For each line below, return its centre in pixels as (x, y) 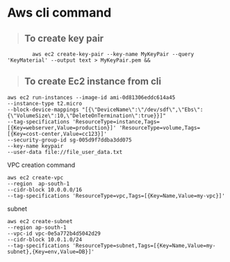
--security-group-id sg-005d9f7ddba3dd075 (69, 140)
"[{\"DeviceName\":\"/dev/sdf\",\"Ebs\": (142, 110)
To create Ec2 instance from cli (93, 81)
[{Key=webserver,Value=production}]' (62, 128)
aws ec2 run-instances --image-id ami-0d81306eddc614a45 (91, 97)
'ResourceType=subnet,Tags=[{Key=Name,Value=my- (144, 245)
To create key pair (64, 38)
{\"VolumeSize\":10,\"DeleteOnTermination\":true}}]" (87, 116)
